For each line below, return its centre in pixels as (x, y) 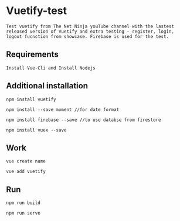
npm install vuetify (31, 99)
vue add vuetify (26, 172)
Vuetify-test (37, 11)
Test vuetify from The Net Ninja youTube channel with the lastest (90, 26)
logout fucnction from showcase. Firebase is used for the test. (87, 36)
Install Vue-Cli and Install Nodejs (51, 68)
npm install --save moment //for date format (62, 109)
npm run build (23, 203)
